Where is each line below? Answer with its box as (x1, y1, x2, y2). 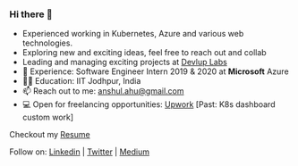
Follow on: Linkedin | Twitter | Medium (9, 146, 150, 157)
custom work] (21, 112, 74, 123)
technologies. (21, 37, 73, 48)
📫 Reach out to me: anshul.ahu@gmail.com (21, 86, 184, 96)
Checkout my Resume (9, 129, 91, 140)
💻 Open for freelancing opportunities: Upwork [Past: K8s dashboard (21, 99, 276, 110)
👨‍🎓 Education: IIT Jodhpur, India (21, 76, 141, 87)
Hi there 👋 (9, 8, 54, 21)
